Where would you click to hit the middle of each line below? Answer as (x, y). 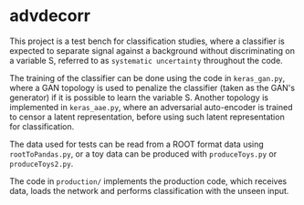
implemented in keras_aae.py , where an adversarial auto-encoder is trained (151, 107)
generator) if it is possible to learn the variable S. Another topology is (139, 97)
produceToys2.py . (42, 163)
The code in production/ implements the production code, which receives (148, 181)
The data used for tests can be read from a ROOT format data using (137, 144)
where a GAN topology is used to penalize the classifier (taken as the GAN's (152, 87)
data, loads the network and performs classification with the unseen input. (149, 190)
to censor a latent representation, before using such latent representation (147, 117)
